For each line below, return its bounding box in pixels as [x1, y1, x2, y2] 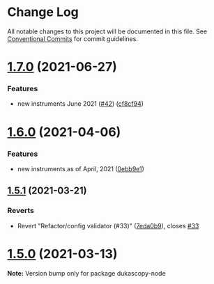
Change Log [7, 4, 79, 20]
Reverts [7, 206, 35, 216]
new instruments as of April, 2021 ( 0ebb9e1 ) [17, 164, 145, 173]
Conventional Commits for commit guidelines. [7, 34, 138, 42]
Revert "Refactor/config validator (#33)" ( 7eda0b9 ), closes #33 [17, 221, 199, 230]
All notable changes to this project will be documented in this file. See [7, 27, 208, 35]
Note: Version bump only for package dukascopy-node [7, 269, 166, 277]
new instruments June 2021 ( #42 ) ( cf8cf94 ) [17, 100, 144, 108]
